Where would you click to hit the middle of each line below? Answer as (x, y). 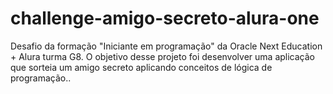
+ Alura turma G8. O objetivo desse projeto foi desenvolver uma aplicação (162, 56)
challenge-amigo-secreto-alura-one (165, 18)
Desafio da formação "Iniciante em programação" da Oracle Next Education (166, 46)
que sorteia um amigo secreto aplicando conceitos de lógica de (141, 67)
